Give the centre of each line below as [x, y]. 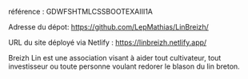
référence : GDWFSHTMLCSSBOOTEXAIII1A [81, 12]
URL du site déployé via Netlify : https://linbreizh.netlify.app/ [108, 42]
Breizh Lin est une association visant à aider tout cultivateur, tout [115, 58]
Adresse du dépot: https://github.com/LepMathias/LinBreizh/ [109, 27]
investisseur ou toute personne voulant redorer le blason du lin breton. [124, 66]
